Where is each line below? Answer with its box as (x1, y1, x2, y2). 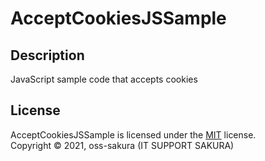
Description (10, 47, 85, 64)
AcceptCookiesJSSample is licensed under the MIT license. (10, 128, 257, 141)
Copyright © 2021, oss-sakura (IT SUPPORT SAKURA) (10, 139, 235, 151)
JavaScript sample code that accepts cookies (10, 73, 198, 85)
